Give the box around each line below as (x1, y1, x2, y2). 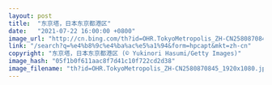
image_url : (8, 34, 45, 43)
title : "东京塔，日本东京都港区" (8, 19, 112, 28)
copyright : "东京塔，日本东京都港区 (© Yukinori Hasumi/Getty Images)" (8, 49, 242, 57)
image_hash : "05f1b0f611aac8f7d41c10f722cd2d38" (8, 57, 176, 66)
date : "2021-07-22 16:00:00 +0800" (8, 27, 136, 35)
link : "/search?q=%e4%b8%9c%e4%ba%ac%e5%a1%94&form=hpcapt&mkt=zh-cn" (8, 42, 252, 50)
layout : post (8, 11, 53, 20)
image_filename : (8, 65, 63, 73)
